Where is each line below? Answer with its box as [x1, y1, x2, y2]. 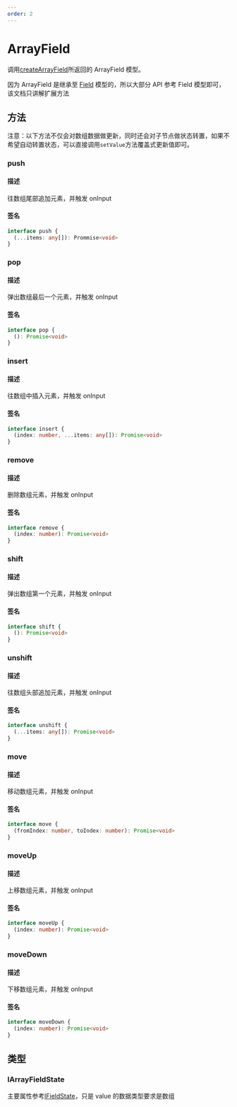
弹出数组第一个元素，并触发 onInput [7, 589, 112, 598]
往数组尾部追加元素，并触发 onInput [7, 194, 112, 202]
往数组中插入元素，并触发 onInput [7, 391, 106, 400]
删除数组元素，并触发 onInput [7, 490, 94, 499]
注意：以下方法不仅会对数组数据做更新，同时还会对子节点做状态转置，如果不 [7, 131, 230, 140]
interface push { [7, 227, 59, 235]
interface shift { [7, 623, 61, 630]
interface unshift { [7, 722, 68, 729]
